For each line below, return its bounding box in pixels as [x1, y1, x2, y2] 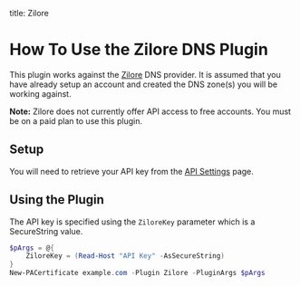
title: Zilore [9, 8, 50, 18]
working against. [9, 88, 72, 99]
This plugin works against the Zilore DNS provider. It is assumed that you [9, 69, 281, 80]
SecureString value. [9, 225, 83, 236]
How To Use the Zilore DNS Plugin [9, 40, 269, 60]
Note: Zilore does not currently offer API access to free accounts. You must [9, 106, 292, 117]
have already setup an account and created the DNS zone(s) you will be [9, 79, 278, 90]
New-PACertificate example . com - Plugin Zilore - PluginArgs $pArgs [9, 269, 266, 278]
